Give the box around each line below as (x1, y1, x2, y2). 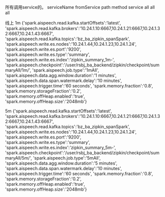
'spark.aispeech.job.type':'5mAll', (33, 155, 101, 161)
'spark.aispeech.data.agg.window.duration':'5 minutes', (5, 160, 118, 166)
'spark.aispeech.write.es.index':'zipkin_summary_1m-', (5, 57, 115, 62)
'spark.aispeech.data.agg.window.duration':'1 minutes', (5, 73, 117, 78)
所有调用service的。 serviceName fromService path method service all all (5, 4, 155, 10)
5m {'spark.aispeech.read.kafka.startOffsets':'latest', (5, 108, 112, 114)
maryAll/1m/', (5, 67, 32, 73)
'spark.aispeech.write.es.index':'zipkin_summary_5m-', (5, 144, 116, 150)
